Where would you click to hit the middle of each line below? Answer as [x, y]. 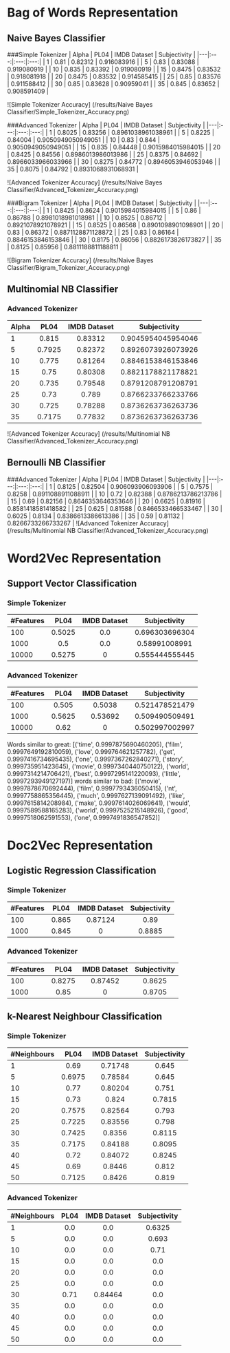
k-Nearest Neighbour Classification [85, 1017]
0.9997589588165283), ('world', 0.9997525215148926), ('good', [98, 810]
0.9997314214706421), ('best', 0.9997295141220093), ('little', [94, 773]
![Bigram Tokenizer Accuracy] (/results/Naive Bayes [80, 260]
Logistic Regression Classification [82, 871]
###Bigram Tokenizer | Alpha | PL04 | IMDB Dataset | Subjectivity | [102, 203]
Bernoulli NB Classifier [56, 463]
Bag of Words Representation [93, 13]
